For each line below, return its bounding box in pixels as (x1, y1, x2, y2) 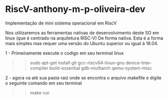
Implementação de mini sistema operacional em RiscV (5, 20, 117, 26)
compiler (30, 65, 49, 71)
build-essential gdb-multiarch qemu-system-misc (49, 65, 152, 71)
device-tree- (125, 59, 152, 65)
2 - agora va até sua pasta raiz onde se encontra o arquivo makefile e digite (5, 74, 162, 80)
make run (30, 89, 50, 95)
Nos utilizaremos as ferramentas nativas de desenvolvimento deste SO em (5, 29, 159, 35)
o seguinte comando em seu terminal (5, 80, 82, 86)
